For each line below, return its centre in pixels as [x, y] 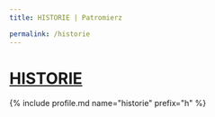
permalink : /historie [50, 34]
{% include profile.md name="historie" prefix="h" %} [108, 103]
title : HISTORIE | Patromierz [66, 18]
